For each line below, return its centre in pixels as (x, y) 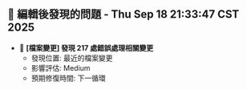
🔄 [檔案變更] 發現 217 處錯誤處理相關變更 (86, 47)
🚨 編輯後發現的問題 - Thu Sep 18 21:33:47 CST (123, 14)
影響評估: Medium (61, 67)
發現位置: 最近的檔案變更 (72, 58)
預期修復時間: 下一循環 (68, 78)
